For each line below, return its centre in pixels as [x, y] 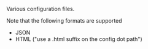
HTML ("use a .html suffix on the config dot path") [79, 39]
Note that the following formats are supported [64, 21]
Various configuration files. [41, 9]
